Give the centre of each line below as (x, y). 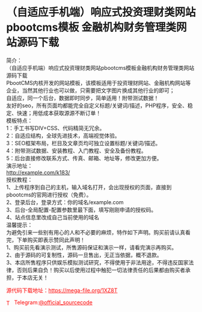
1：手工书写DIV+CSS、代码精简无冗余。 (56, 128)
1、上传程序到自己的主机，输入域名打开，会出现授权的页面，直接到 (89, 187)
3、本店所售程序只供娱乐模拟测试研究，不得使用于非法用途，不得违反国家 (97, 262)
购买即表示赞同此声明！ (56, 240)
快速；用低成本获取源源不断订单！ (59, 113)
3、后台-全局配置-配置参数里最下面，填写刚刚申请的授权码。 (81, 210)
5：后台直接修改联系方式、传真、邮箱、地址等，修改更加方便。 (84, 158)
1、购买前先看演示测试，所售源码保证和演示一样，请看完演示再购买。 (92, 247)
